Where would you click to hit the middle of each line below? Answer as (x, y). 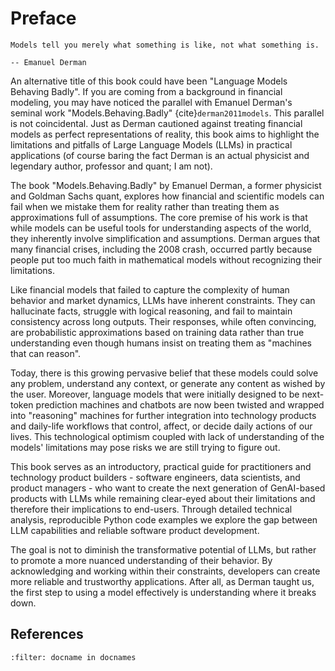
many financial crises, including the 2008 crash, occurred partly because (161, 249)
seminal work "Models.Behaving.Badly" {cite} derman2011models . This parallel (167, 113)
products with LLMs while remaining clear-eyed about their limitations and (163, 498)
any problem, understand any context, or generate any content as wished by (168, 383)
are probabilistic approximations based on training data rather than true (157, 332)
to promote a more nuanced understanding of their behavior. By (141, 560)
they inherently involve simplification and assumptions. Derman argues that (165, 238)
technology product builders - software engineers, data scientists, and (155, 477)
